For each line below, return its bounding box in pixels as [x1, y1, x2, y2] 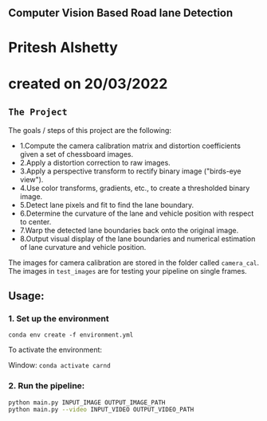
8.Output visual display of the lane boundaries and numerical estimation [19, 234, 256, 244]
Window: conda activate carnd [8, 361, 111, 370]
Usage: [8, 289, 45, 302]
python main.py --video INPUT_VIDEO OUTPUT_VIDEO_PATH [8, 406, 194, 414]
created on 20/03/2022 [8, 75, 168, 92]
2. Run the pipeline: [8, 380, 85, 392]
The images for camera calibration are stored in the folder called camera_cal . [8, 258, 260, 267]
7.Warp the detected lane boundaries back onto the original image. [19, 225, 239, 235]
